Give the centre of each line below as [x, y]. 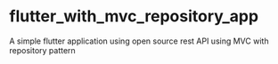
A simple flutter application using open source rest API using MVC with [139, 41]
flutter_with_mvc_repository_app [134, 16]
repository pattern [42, 50]
